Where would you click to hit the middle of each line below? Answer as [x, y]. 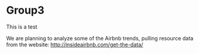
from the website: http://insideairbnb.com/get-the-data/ [75, 45]
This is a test [22, 27]
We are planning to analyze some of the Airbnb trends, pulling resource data [100, 38]
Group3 [25, 10]
